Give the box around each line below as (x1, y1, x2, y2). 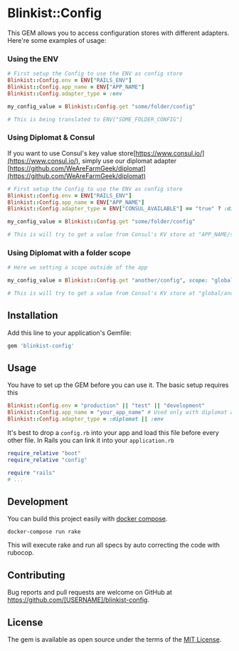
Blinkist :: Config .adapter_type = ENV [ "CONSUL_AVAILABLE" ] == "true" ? (7, 205, 221, 212)
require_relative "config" (7, 456, 87, 463)
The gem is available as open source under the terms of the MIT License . (7, 635, 222, 644)
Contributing (7, 569, 65, 581)
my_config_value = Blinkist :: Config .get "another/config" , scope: (7, 277, 208, 285)
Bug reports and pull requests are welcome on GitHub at (7, 588, 173, 597)
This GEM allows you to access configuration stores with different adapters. (7, 29, 230, 37)
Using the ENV (7, 53, 59, 63)
